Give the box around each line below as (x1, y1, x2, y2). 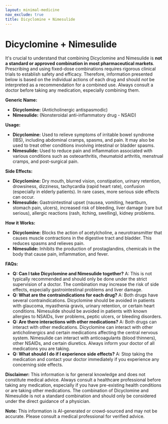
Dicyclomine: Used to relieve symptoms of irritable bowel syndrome (12, 132, 154, 138)
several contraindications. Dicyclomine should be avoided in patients (12, 297, 155, 304)
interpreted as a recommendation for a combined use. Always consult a (5, 82, 153, 88)
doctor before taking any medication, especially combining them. (5, 87, 140, 93)
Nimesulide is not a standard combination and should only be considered (5, 393, 157, 399)
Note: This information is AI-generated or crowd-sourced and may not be (5, 408, 157, 414)
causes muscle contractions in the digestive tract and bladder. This (12, 235, 152, 241)
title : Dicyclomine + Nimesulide (5, 17, 75, 22)
